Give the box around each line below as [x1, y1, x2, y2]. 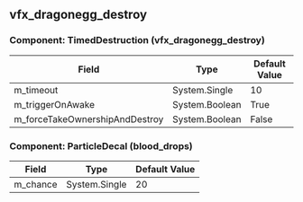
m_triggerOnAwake [14, 98, 96, 110]
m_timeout [14, 83, 59, 96]
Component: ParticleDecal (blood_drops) [9, 139, 194, 152]
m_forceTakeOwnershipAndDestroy [14, 112, 164, 125]
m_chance [14, 178, 58, 190]
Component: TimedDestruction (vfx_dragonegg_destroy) [9, 34, 266, 47]
